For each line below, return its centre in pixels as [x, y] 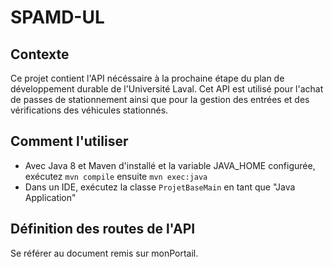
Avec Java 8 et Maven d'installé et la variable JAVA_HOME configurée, [170, 165]
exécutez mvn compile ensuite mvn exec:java [116, 176]
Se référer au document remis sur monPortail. [104, 253]
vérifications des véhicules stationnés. [89, 110]
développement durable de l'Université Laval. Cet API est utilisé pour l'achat [167, 89]
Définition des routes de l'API [103, 229]
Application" [50, 197]
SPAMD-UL [57, 17]
